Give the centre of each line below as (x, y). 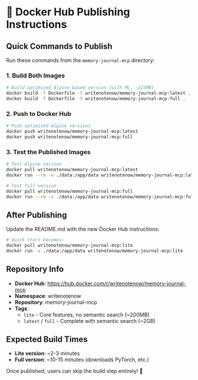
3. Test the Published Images (48, 152)
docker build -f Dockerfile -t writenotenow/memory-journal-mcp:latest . (99, 94)
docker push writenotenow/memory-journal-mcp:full (70, 137)
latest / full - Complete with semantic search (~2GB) (90, 321)
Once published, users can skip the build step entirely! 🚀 (75, 371)
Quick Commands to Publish (60, 46)
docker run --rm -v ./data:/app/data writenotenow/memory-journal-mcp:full (101, 196)
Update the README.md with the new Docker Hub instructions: (83, 229)
